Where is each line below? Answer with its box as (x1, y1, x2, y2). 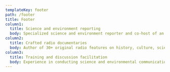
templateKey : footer (5, 7, 49, 13)
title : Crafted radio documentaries (10, 41, 87, 46)
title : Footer (5, 17, 35, 22)
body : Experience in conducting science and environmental (10, 59, 137, 64)
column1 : (5, 21, 24, 27)
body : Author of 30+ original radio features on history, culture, (10, 45, 155, 50)
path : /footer (5, 12, 35, 17)
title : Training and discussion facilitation (10, 54, 108, 60)
